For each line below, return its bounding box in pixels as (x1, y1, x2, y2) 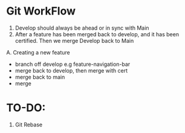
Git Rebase (15, 121, 43, 128)
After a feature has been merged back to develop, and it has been (15, 30, 180, 37)
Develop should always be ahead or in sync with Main (15, 24, 149, 31)
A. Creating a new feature (6, 48, 71, 56)
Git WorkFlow (6, 4, 76, 18)
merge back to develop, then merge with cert (15, 66, 128, 74)
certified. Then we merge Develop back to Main (15, 37, 134, 44)
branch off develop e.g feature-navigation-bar (15, 60, 131, 68)
